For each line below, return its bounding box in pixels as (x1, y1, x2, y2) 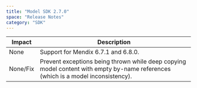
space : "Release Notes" (6, 14, 64, 20)
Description (97, 38, 131, 46)
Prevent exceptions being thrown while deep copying (40, 57, 186, 66)
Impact (11, 38, 32, 46)
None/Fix (9, 65, 35, 73)
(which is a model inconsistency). (40, 72, 133, 80)
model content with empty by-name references (40, 65, 171, 73)
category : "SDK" (6, 19, 46, 25)
